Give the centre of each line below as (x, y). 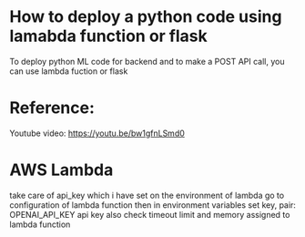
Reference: (52, 108)
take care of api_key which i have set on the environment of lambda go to (147, 195)
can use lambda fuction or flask (69, 71)
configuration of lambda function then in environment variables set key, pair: (152, 205)
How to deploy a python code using (146, 17)
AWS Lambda (61, 170)
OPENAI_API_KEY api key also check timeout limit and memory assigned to (150, 214)
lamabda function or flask (108, 36)
